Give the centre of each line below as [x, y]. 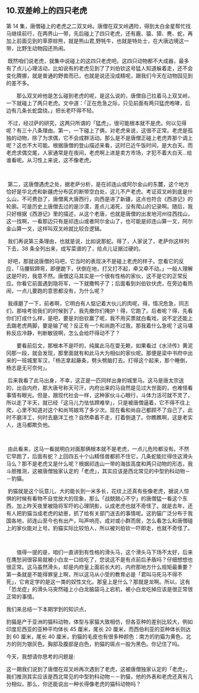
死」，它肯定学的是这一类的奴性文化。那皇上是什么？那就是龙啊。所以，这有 [98, 582]
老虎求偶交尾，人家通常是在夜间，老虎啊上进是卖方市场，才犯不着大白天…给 [99, 152]
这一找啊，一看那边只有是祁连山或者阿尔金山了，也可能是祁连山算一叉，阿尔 [99, 221]
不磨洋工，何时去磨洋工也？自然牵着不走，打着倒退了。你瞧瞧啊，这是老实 [102, 417]
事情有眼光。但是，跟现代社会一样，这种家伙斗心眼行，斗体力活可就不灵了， [99, 395]
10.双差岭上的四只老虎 [47, 11]
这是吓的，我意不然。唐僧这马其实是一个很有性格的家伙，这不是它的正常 [94, 276]
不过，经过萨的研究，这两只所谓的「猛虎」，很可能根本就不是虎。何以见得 [97, 123]
